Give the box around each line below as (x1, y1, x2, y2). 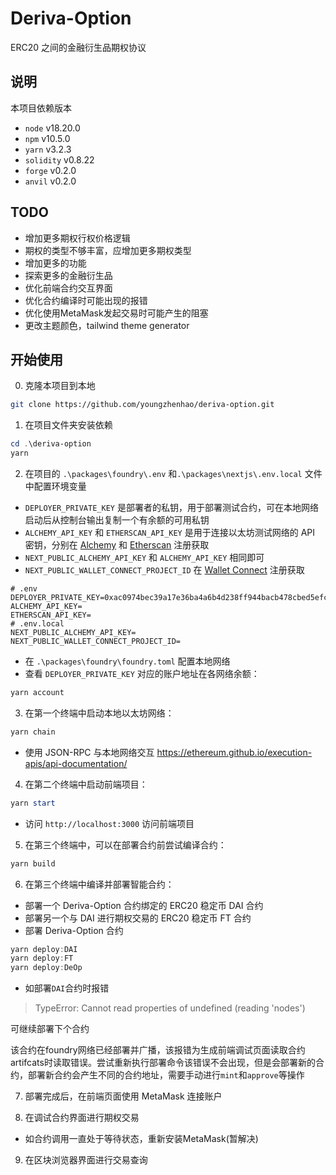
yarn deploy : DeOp (10, 963, 83, 973)
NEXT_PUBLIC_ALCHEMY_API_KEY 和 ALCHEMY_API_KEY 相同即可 (24, 552, 265, 563)
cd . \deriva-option (10, 439, 92, 449)
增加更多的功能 (24, 257, 87, 269)
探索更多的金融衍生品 (24, 269, 113, 281)
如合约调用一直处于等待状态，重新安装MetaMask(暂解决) (24, 1133, 259, 1145)
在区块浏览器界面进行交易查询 (24, 1154, 148, 1166)
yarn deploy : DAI (10, 944, 78, 954)
